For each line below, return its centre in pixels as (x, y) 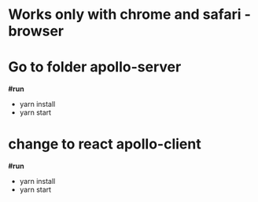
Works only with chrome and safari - (130, 15)
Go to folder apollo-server (95, 67)
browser (36, 31)
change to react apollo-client (105, 144)
